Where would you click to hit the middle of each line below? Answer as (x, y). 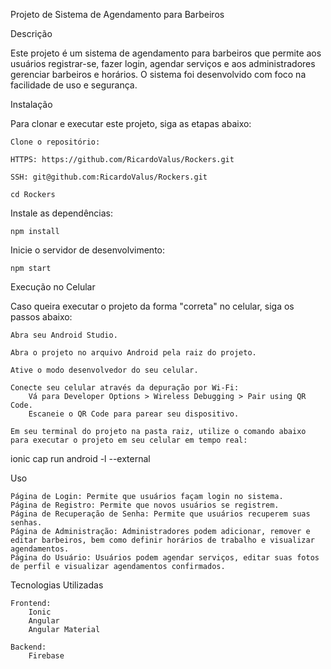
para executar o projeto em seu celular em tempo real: (129, 440)
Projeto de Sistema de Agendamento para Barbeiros (117, 14)
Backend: (28, 647)
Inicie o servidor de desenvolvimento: (88, 250)
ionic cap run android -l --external (80, 458)
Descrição (31, 33)
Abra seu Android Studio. (64, 335)
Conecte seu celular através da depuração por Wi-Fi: (125, 388)
